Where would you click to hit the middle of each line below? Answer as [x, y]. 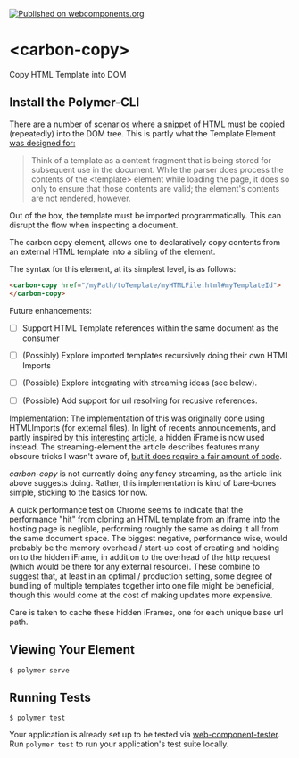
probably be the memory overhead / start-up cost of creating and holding [144, 548]
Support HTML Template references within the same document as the [150, 328]
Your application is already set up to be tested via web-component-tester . [145, 735]
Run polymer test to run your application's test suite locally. [119, 744]
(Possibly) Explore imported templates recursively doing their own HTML [156, 355]
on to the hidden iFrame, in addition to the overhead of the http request [140, 556]
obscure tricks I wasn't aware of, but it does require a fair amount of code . [146, 456]
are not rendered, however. [81, 198]
